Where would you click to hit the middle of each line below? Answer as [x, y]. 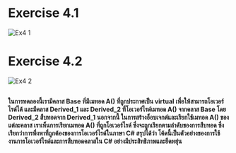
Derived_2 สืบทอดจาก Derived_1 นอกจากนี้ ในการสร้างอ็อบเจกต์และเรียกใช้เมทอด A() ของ [118, 118]
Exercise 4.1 [44, 13]
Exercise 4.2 [46, 61]
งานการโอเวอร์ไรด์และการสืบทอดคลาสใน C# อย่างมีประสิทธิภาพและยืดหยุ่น [95, 141]
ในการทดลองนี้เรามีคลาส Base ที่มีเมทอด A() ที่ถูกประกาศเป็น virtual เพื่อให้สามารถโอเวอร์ [116, 101]
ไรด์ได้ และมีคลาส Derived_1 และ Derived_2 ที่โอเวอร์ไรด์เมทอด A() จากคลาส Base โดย [117, 109]
